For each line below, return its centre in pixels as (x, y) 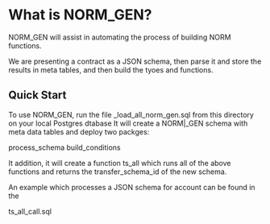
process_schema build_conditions (64, 147)
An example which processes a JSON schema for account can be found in (132, 187)
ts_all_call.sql (30, 211)
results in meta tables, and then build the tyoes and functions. (111, 69)
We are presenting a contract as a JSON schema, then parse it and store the (135, 61)
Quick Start (37, 95)
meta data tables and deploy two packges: (79, 131)
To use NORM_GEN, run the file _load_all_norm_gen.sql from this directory (131, 114)
